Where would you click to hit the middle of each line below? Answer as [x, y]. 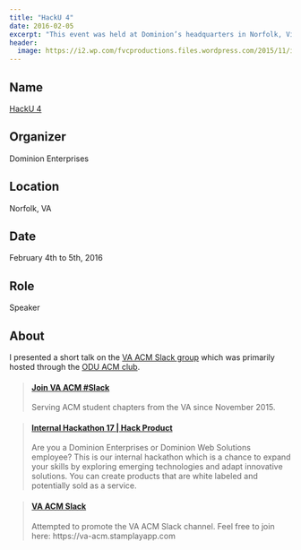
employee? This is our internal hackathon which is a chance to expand [161, 457]
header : [24, 43]
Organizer [38, 137]
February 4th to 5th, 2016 [56, 258]
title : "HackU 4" [42, 17]
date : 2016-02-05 [42, 26]
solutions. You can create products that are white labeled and [144, 477]
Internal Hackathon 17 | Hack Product [102, 427]
